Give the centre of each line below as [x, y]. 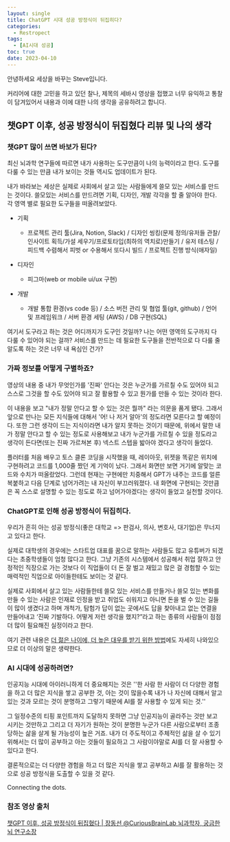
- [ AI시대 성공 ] [34, 45]
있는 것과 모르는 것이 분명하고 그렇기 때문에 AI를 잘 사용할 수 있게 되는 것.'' [106, 702]
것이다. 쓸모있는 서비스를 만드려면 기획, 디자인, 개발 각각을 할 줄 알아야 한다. [116, 195]
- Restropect [32, 33]
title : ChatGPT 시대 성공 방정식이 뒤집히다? [65, 20]
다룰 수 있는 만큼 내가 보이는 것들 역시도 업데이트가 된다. [82, 172]
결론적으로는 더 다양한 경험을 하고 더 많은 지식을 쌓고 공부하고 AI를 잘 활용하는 [112, 765]
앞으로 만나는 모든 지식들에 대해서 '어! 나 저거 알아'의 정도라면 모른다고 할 [105, 416]
